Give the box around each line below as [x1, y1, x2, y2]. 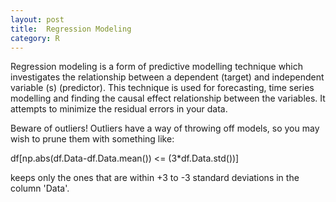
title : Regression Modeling [10, 24, 132, 34]
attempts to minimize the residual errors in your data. [10, 103, 228, 115]
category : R [10, 33, 60, 43]
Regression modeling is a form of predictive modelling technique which [10, 61, 304, 73]
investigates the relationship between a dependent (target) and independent [10, 71, 325, 83]
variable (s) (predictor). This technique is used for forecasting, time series [10, 82, 315, 94]
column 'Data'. [10, 182, 70, 195]
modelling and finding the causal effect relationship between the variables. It [10, 92, 326, 105]
